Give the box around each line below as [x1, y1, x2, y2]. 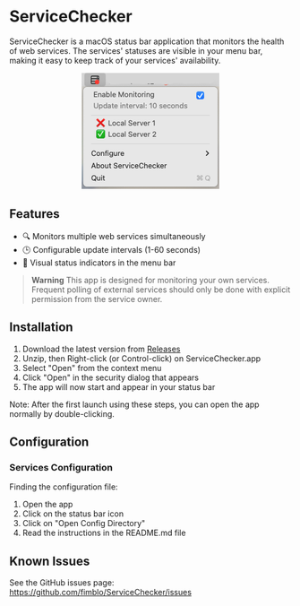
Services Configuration [9, 461, 114, 473]
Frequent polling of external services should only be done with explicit [30, 284, 291, 295]
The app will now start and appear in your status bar [21, 381, 216, 392]
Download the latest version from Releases [21, 343, 181, 354]
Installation [9, 320, 73, 335]
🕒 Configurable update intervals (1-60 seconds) [21, 244, 201, 255]
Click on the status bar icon [21, 508, 124, 519]
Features [9, 206, 60, 221]
